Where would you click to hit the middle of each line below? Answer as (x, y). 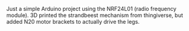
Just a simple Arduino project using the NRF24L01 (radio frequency (91, 9)
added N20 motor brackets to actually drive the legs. (73, 22)
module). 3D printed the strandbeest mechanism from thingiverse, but (95, 15)
